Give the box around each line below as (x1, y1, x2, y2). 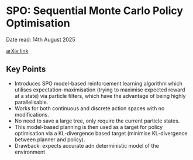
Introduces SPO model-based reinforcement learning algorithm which (14, 80, 183, 87)
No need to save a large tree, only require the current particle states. (14, 117, 180, 124)
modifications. (14, 111, 50, 118)
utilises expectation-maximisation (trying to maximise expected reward (14, 86, 185, 93)
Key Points (6, 64, 46, 74)
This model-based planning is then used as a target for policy (14, 123, 163, 130)
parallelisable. (14, 98, 49, 105)
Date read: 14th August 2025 (6, 36, 75, 43)
